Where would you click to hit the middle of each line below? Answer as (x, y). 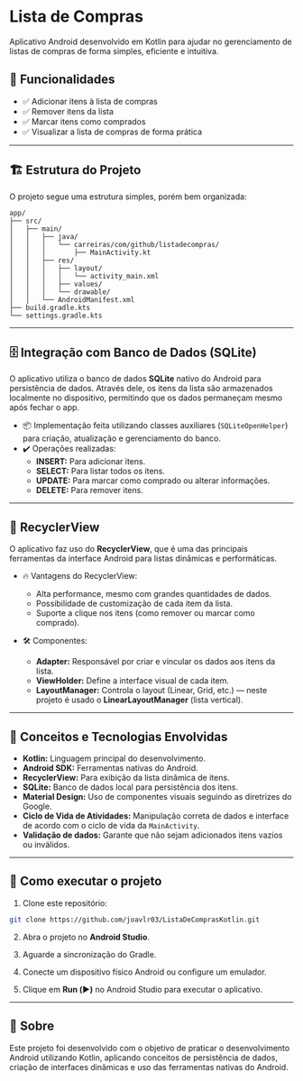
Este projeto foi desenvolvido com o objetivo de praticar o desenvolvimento (150, 1048)
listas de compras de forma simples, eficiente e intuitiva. (114, 50)
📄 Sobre (32, 1026)
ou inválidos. (46, 844)
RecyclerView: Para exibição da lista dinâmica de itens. (126, 778)
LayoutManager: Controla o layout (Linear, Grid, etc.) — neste (151, 691)
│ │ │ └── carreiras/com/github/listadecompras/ (115, 244)
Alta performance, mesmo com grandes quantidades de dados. (154, 594)
